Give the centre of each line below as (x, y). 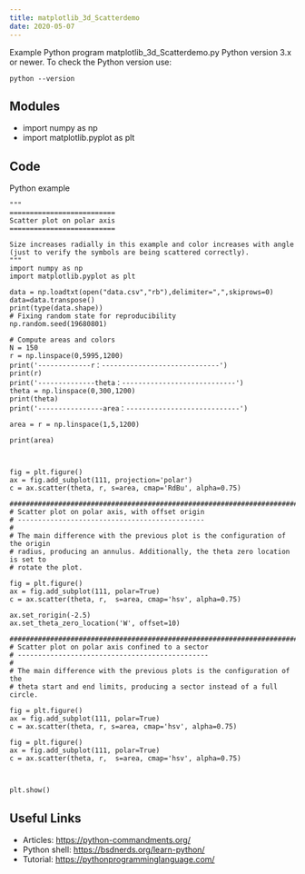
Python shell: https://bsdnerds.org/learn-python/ (114, 849)
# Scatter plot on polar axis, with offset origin (107, 512)
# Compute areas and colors (63, 340)
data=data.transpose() (52, 301)
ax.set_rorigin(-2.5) (50, 616)
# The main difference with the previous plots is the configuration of (150, 671)
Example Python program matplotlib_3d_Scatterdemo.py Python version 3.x (151, 52)
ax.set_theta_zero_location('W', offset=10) (95, 623)
